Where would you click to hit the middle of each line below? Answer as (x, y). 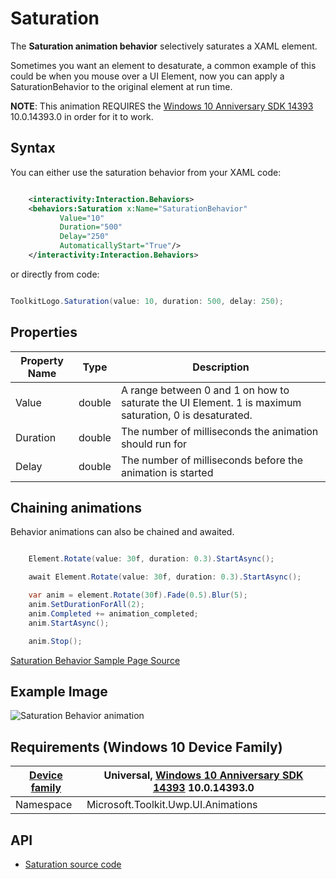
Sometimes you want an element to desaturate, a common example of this (163, 65)
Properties (44, 332)
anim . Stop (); (55, 641)
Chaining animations (76, 507)
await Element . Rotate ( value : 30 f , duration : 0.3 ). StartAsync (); (165, 577)
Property (42, 360)
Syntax (33, 148)
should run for (154, 444)
